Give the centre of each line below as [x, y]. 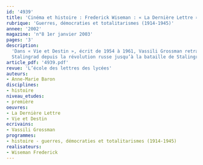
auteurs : [17, 74]
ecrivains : [20, 125]
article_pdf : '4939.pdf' [37, 62]
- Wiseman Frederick [32, 152]
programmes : [21, 136]
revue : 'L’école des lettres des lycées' [59, 68]
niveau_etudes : [25, 96]
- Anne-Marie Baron [31, 79]
